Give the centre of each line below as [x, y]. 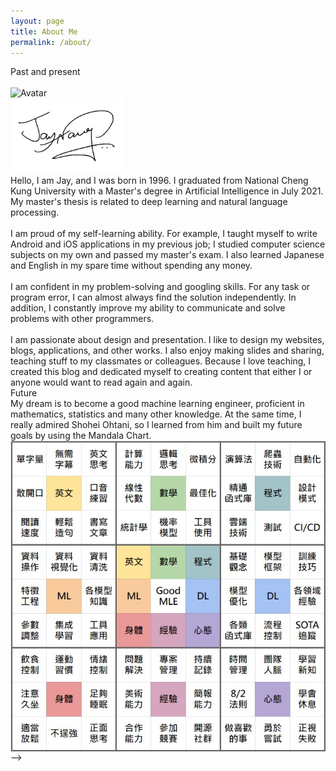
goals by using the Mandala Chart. [81, 436]
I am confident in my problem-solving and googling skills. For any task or [160, 287]
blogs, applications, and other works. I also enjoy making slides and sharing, [167, 351]
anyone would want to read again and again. [101, 382]
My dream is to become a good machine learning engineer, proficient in [157, 404]
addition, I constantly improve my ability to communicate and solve [148, 308]
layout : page [37, 21]
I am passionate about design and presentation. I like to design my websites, [167, 340]
